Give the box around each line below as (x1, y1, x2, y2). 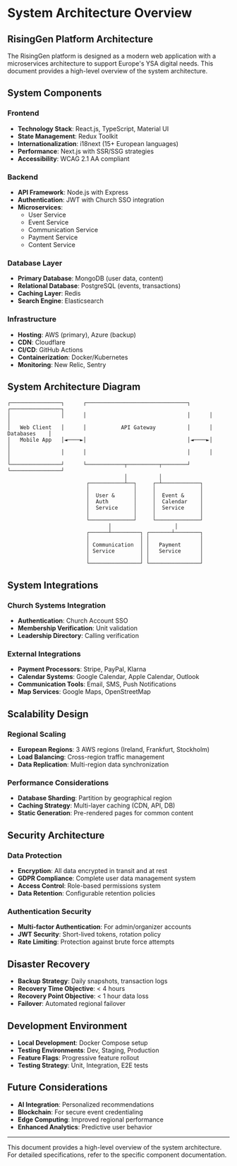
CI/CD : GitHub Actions (17, 345, 83, 354)
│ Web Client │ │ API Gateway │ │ (7, 424, 213, 431)
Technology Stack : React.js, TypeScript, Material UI (17, 124, 169, 133)
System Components (7, 87, 102, 100)
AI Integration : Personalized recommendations (17, 1100, 154, 1109)
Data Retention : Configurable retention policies (17, 889, 156, 898)
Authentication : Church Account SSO (17, 616, 128, 625)
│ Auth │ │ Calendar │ (85, 498, 203, 505)
